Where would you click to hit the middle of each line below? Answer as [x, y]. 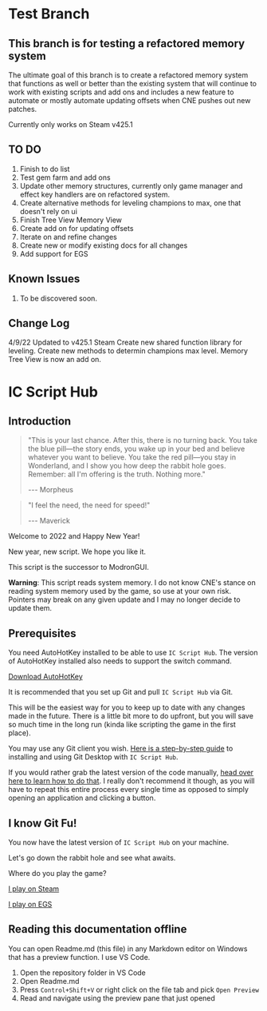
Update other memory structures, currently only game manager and [131, 185]
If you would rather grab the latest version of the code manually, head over [131, 773]
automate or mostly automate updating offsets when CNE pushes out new [130, 100]
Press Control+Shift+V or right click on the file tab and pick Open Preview [139, 989]
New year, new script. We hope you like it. [77, 551]
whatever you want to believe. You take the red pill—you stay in [132, 457]
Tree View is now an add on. [55, 360]
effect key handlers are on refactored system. [94, 194]
